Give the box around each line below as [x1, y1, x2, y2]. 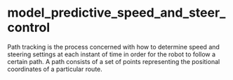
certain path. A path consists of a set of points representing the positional [7, 57, 220, 65]
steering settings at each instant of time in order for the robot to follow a [7, 50, 216, 58]
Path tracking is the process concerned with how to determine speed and [7, 42, 220, 51]
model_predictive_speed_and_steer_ [7, 5, 226, 21]
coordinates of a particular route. [7, 65, 103, 73]
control [7, 19, 51, 35]
